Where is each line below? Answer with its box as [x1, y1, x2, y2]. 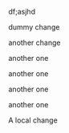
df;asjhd [8, 7, 36, 16]
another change [8, 38, 61, 47]
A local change [8, 115, 58, 125]
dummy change [8, 22, 60, 31]
